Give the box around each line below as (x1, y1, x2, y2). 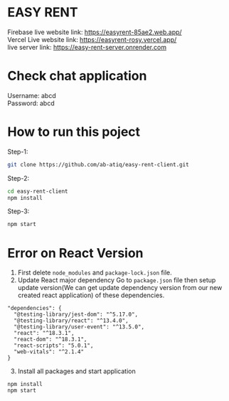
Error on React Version (7, 245, 144, 261)
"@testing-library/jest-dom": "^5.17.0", (14, 311, 139, 319)
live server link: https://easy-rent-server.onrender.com (7, 43, 167, 51)
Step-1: (7, 147, 28, 156)
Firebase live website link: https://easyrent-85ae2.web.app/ (7, 28, 183, 36)
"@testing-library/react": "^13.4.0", (14, 317, 129, 324)
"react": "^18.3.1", (14, 330, 75, 337)
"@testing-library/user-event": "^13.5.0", (14, 324, 144, 331)
